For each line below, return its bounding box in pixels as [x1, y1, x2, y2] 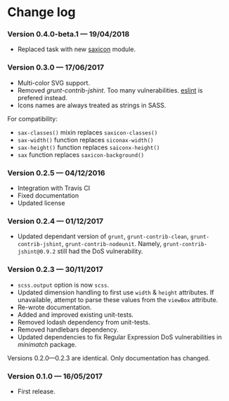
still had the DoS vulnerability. [57, 247, 143, 256]
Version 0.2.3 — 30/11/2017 [7, 264, 103, 274]
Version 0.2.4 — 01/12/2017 [7, 217, 104, 226]
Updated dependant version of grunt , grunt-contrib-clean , [17, 232, 190, 240]
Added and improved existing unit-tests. [17, 310, 134, 319]
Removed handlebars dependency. [17, 325, 119, 334]
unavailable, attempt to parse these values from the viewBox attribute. [17, 295, 218, 304]
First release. [17, 387, 55, 395]
